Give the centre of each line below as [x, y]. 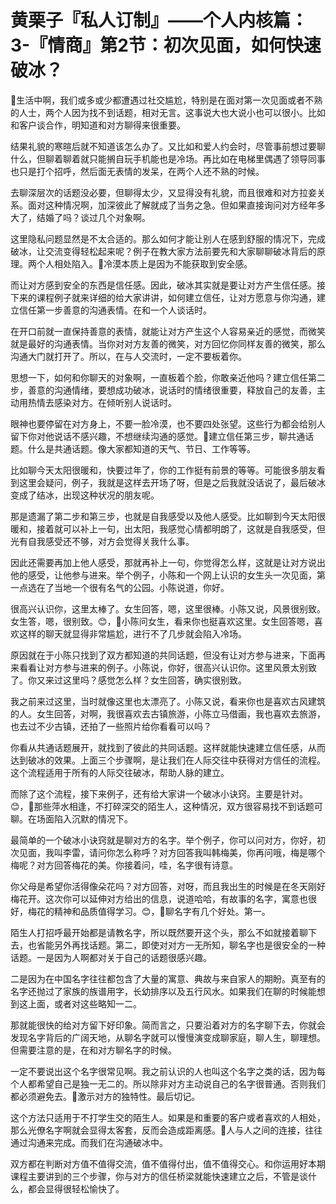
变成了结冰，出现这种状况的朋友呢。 [85, 495]
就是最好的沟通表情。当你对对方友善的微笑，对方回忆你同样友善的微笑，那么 [168, 343]
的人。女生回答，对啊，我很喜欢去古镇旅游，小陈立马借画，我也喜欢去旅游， [168, 713]
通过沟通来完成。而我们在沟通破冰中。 [89, 1142]
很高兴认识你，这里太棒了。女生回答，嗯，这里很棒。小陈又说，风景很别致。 [168, 608]
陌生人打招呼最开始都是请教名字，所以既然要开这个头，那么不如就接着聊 [159, 932]
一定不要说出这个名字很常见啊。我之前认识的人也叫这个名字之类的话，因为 [163, 1071]
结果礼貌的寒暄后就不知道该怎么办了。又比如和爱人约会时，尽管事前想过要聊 [168, 146]
